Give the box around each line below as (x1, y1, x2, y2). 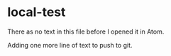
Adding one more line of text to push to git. (7, 41, 133, 49)
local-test (7, 4, 66, 20)
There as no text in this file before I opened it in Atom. (7, 27, 165, 36)
